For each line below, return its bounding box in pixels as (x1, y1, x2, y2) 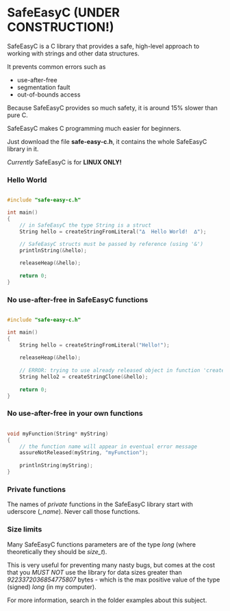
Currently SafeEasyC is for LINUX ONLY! (7, 158, 122, 166)
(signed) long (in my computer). (7, 582, 97, 590)
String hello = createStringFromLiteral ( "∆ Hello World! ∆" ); (19, 228, 207, 235)
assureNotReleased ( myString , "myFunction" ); (19, 449, 149, 456)
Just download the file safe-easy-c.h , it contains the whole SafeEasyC (7, 137, 207, 145)
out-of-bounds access (16, 90, 81, 99)
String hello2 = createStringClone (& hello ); (19, 373, 149, 381)
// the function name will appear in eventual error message (19, 443, 197, 450)
